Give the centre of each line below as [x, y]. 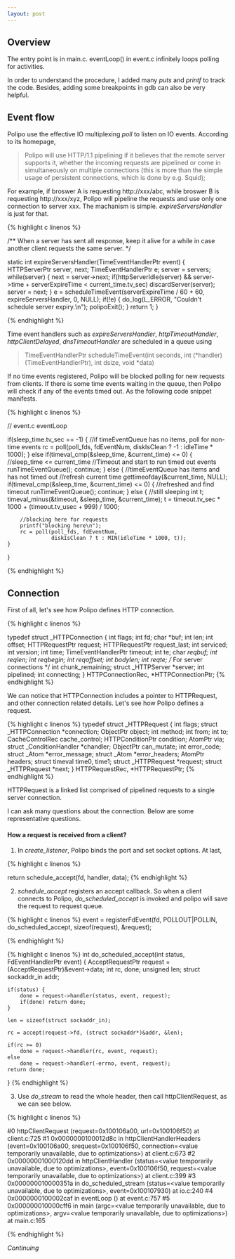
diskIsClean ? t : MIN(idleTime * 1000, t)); [119, 538]
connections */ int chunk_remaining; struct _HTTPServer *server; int [106, 667]
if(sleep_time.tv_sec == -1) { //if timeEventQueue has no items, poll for [108, 439]
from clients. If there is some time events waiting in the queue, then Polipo [114, 384]
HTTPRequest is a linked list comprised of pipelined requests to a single [111, 790]
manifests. [22, 399]
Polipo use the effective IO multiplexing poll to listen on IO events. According [118, 134]
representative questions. [44, 819]
